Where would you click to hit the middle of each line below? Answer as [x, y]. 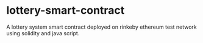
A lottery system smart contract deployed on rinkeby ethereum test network [101, 27]
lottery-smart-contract [66, 10]
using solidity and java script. [43, 33]
